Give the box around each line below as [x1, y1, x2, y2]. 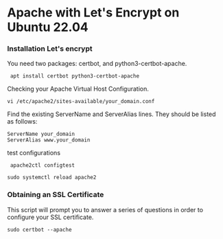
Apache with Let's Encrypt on [7, 5, 180, 21]
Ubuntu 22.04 [7, 19, 89, 35]
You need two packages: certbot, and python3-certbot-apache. [7, 60, 187, 68]
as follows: [7, 117, 38, 126]
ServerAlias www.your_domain [7, 137, 91, 144]
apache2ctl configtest [10, 162, 75, 169]
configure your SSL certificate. [7, 213, 94, 221]
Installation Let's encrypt [7, 44, 93, 54]
